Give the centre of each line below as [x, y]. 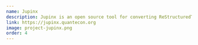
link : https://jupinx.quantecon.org [51, 22]
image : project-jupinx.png [39, 28]
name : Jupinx [22, 11]
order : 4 [17, 33]
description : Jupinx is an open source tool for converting [82, 17]
